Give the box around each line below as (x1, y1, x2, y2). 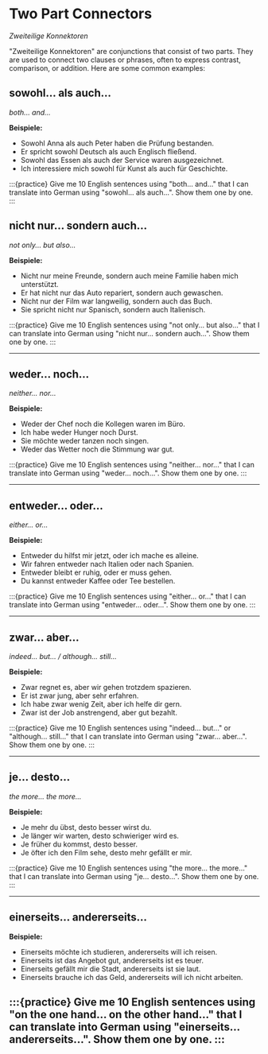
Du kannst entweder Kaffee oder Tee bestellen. (20, 576, 176, 586)
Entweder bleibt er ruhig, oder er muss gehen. (20, 568, 172, 577)
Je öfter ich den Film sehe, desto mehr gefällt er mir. (20, 847, 192, 857)
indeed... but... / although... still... (9, 652, 118, 661)
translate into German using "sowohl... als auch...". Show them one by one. (9, 188, 254, 197)
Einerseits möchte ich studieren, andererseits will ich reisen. (20, 947, 218, 956)
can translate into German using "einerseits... (9, 1021, 241, 1034)
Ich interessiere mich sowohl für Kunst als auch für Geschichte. (20, 164, 228, 173)
